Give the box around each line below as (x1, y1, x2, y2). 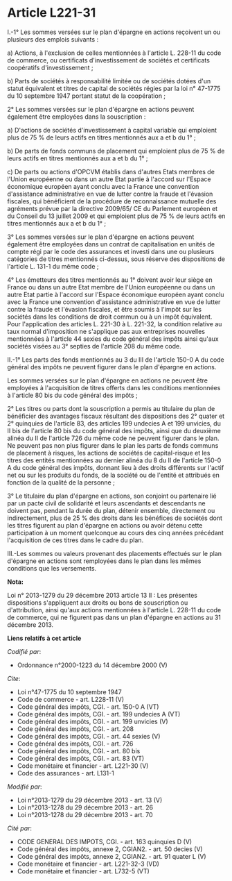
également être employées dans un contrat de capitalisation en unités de (7, 240, 215, 248)
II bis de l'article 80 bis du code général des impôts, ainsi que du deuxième (7, 426, 222, 435)
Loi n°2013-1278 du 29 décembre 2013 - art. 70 (17, 810, 154, 819)
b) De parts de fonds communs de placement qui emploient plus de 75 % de (7, 146, 225, 155)
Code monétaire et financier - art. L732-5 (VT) (17, 866, 150, 875)
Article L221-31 (7, 5, 96, 21)
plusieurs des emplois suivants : (7, 35, 99, 43)
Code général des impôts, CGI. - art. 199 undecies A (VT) (17, 710, 181, 718)
